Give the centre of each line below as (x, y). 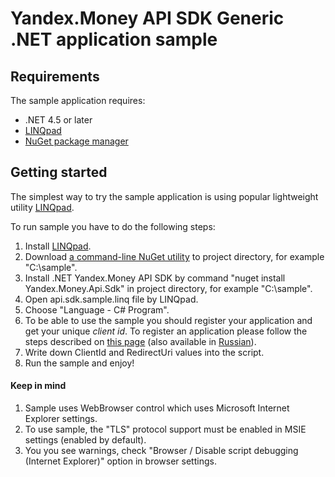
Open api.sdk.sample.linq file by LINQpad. (111, 299)
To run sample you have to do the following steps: (113, 226)
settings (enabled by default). (85, 440)
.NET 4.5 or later (58, 120)
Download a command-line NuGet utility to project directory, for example (174, 256)
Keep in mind (38, 386)
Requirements (55, 76)
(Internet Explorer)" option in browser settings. (120, 461)
